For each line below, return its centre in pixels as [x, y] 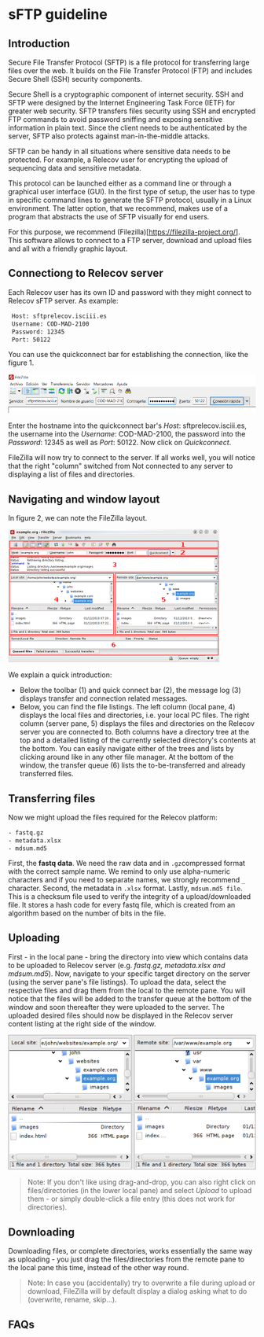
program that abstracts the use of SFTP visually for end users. [109, 217]
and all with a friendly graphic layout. [68, 249]
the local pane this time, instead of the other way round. [99, 1268]
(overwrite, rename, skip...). [72, 1300]
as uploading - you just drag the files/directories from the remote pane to [126, 1259]
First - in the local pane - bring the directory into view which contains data [128, 956]
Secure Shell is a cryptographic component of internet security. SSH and [126, 94]
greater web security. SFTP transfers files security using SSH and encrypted [132, 111]
